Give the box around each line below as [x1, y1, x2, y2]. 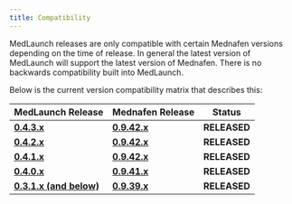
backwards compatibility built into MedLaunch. [9, 67, 184, 78]
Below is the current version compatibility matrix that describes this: [9, 84, 263, 95]
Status [212, 106, 241, 118]
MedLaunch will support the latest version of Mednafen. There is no [9, 57, 262, 68]
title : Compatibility [9, 13, 91, 23]
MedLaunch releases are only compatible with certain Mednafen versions [9, 38, 283, 49]
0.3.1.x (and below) [14, 180, 99, 192]
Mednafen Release [112, 106, 195, 118]
